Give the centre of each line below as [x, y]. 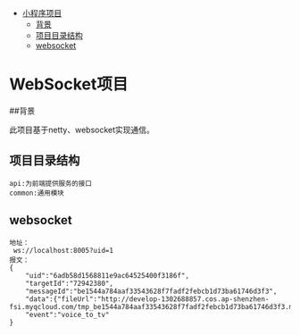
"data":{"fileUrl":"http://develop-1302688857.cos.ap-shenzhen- [147, 299]
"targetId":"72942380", [70, 283]
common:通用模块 [37, 193]
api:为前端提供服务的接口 [50, 183]
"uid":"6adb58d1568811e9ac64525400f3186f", [108, 275]
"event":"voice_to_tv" [67, 314]
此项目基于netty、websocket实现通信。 [82, 130]
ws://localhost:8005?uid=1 [63, 250]
